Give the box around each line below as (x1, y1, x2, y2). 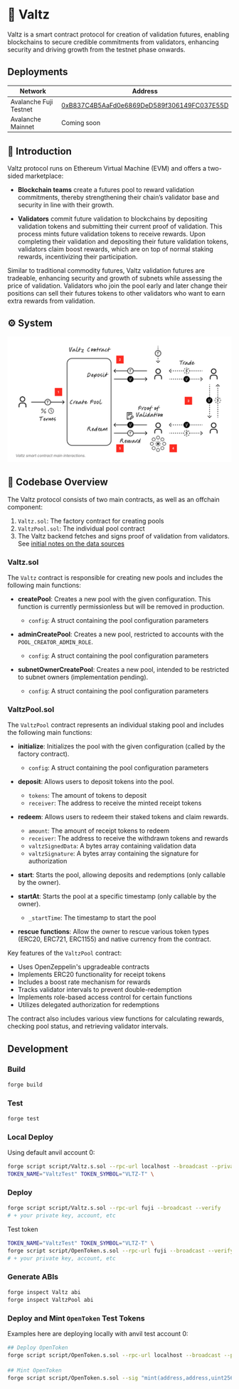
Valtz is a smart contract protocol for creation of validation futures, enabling (7, 30, 230, 39)
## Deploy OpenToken (7, 1344, 69, 1352)
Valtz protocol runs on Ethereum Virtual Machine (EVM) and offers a (7, 164, 207, 173)
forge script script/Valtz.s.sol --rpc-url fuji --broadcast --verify (7, 1205, 221, 1212)
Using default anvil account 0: (7, 1148, 95, 1157)
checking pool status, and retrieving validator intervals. (7, 1022, 169, 1031)
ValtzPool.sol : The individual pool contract (17, 524, 145, 533)
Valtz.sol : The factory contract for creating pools (17, 516, 164, 525)
